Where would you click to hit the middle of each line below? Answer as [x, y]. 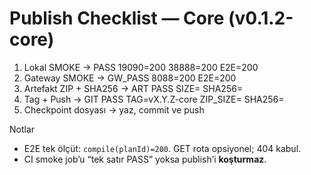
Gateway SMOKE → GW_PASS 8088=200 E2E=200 [130, 78]
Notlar [22, 129]
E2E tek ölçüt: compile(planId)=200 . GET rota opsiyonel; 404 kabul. [162, 148]
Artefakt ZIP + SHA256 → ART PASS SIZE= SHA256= [133, 88]
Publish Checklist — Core [117, 18]
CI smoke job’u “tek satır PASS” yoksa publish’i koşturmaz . [145, 159]
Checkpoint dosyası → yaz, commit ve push [114, 109]
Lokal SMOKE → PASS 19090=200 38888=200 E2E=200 [141, 67]
